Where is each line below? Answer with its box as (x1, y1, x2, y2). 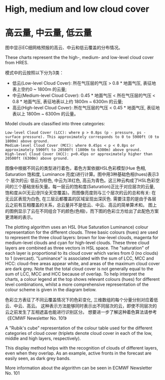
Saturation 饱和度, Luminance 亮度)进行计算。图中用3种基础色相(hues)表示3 (5, 171, 159, 177)
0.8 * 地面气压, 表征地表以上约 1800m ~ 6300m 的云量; (12, 99, 124, 105)
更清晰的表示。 (5, 215, 35, 220)
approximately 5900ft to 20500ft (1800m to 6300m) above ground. (5, 147, 141, 153)
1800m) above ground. (5, 139, 50, 144)
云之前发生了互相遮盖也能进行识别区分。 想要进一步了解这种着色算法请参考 (5, 309, 157, 315)
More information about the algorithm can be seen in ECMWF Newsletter (5, 365, 152, 371)
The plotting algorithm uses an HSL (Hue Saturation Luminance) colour (5, 224, 148, 230)
